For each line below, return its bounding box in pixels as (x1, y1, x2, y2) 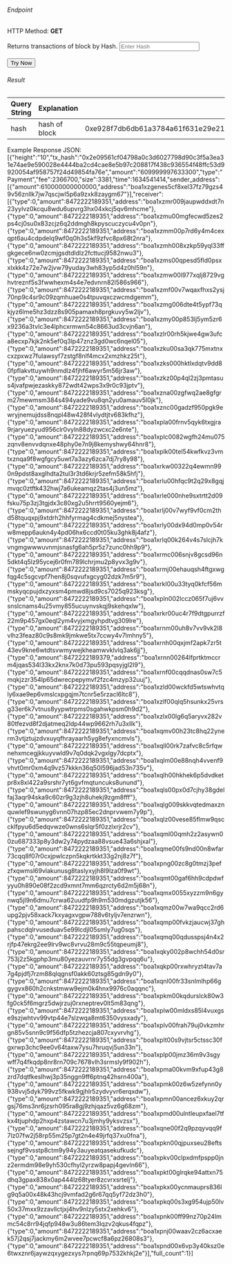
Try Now (10, 60, 32, 67)
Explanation (38, 104, 79, 114)
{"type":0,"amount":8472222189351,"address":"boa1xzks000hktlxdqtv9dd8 (7, 359, 222, 368)
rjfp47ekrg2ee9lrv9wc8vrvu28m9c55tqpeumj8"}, (7, 940, 148, 948)
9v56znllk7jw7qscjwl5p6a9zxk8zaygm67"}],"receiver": (7, 190, 164, 199)
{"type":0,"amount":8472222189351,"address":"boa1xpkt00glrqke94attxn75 (7, 1168, 223, 1177)
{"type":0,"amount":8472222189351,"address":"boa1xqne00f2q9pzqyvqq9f (7, 1124, 222, 1132)
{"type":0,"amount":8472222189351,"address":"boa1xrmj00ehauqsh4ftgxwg (7, 565, 224, 574)
